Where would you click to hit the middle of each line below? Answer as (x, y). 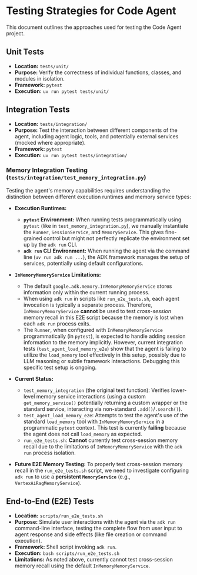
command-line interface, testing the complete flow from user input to (98, 528)
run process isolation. (49, 453)
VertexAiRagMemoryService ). (48, 483)
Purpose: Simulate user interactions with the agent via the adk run (95, 521)
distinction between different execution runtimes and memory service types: (98, 197)
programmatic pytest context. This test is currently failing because (105, 427)
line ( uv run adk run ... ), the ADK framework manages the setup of (106, 257)
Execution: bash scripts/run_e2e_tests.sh (67, 553)
